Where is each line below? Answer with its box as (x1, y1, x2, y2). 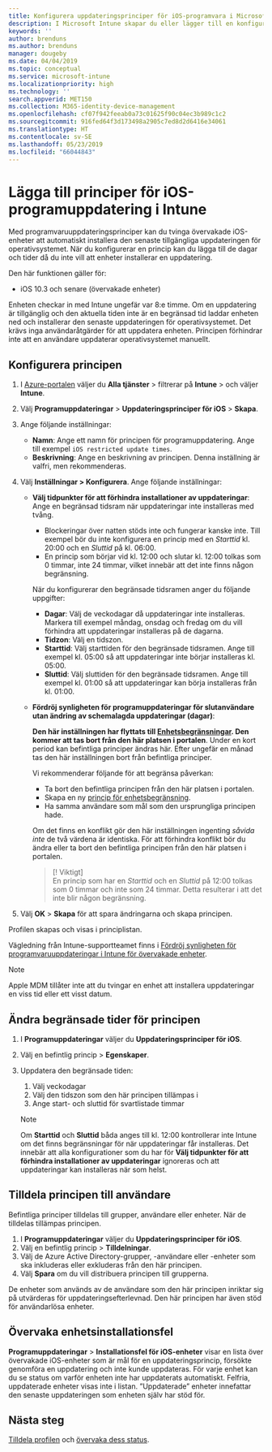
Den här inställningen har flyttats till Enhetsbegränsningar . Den (32, 727, 249, 737)
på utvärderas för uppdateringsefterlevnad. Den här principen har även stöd (8, 1293, 261, 1303)
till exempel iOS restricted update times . (32, 444, 172, 454)
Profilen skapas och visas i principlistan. (8, 925, 142, 935)
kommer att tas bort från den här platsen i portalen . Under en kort (32, 736, 257, 745)
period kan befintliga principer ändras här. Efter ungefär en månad (32, 744, 253, 754)
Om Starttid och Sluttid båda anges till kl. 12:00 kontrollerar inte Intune (19, 1130, 257, 1139)
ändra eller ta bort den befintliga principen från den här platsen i (32, 843, 247, 853)
